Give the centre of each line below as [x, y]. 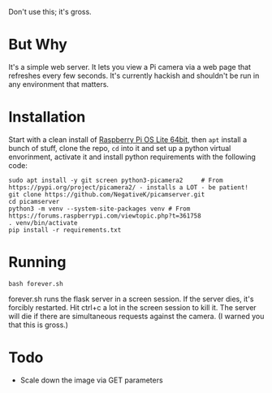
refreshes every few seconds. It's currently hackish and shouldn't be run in [134, 76]
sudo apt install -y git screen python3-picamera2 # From [116, 180]
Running [37, 262]
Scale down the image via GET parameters [92, 380]
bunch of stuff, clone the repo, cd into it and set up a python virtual [120, 148]
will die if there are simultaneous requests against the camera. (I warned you [136, 316]
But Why [38, 45]
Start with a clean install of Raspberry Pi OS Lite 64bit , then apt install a [128, 139]
